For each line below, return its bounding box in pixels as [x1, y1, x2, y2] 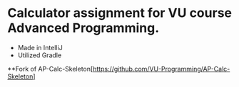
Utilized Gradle [17, 51, 62, 59]
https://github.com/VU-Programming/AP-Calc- [92, 64, 230, 73]
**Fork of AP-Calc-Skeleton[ [7, 64, 93, 73]
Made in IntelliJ [17, 43, 63, 52]
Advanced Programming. [7, 20, 160, 36]
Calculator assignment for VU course [7, 5, 232, 21]
